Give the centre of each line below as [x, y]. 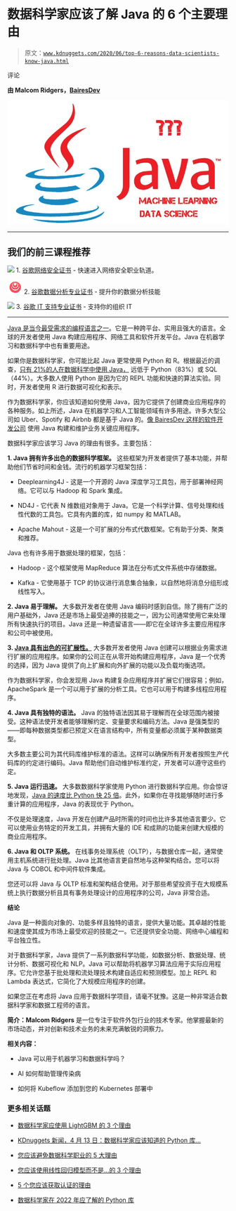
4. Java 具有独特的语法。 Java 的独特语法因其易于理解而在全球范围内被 [111, 713]
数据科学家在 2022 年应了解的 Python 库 [76, 1200]
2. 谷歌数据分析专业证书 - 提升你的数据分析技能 [92, 292]
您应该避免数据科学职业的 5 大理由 [67, 1155]
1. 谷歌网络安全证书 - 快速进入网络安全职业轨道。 [87, 270]
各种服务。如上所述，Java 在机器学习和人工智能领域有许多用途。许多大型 [113, 411]
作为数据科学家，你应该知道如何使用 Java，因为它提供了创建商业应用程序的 [117, 402]
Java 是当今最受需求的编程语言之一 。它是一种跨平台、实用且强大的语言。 [113, 328]
